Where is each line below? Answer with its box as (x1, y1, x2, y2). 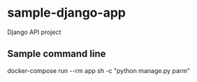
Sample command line (7, 48, 106, 60)
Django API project (7, 28, 61, 36)
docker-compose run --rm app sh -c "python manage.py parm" (7, 66, 191, 74)
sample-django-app (7, 5, 126, 21)
